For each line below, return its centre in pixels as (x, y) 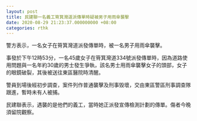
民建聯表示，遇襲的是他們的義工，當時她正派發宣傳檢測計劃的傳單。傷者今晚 (98, 105)
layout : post (22, 11)
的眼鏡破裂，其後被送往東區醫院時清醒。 (55, 73)
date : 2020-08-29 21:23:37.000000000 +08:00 (61, 22)
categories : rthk (27, 28)
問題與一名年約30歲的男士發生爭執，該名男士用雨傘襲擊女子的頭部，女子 (99, 65)
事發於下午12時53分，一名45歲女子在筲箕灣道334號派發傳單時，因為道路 (94, 58)
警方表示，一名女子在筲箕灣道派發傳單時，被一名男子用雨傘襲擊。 (86, 45)
